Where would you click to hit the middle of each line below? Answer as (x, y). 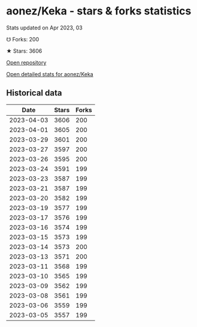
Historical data (34, 93)
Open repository (26, 62)
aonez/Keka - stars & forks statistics (99, 11)
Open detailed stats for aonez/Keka (50, 74)
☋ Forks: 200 (23, 39)
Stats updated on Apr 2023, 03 (44, 28)
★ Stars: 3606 (24, 51)
